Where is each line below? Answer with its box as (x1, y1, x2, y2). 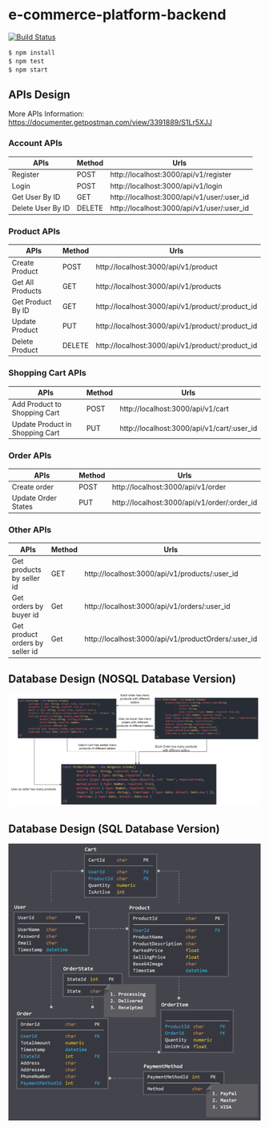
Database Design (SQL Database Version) (8, 822, 220, 835)
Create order (11, 482, 54, 492)
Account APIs (8, 138, 62, 149)
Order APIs (8, 449, 52, 461)
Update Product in (11, 419, 72, 428)
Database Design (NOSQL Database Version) (8, 672, 236, 686)
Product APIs (8, 225, 61, 237)
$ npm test (8, 57, 45, 65)
